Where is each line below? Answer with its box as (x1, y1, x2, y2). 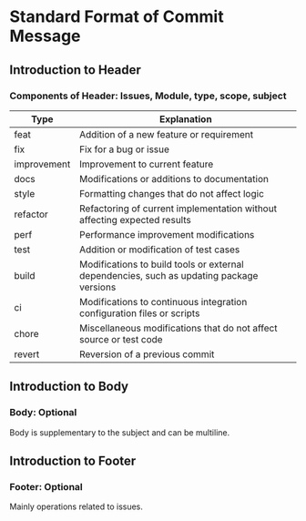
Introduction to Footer (9, 453, 137, 468)
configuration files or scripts (78, 307, 200, 320)
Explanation (158, 112, 212, 125)
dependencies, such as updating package (78, 269, 259, 281)
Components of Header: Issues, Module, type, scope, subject (9, 89, 287, 102)
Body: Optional (9, 406, 77, 419)
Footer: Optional (9, 480, 84, 493)
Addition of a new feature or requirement (78, 128, 253, 140)
